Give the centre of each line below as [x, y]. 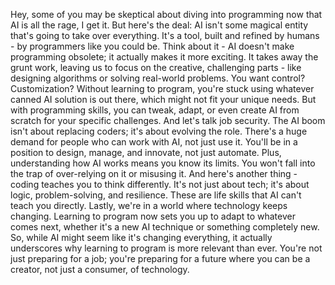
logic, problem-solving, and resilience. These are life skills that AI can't [156, 195]
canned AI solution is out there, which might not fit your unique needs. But [163, 99]
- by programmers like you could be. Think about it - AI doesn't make [152, 46]
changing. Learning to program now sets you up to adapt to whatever [153, 216]
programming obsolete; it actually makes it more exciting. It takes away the [164, 57]
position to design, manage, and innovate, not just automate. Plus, [146, 152]
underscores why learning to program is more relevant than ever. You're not [166, 248]
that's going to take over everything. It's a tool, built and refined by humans [165, 35]
